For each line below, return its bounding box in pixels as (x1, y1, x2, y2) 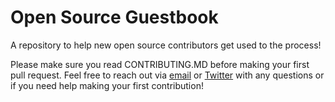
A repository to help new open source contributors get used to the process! (10, 39, 322, 51)
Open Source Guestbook (10, 6, 219, 29)
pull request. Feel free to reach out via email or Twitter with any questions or (10, 69, 325, 81)
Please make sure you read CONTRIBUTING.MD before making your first (10, 58, 310, 70)
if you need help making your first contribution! (10, 79, 204, 91)
